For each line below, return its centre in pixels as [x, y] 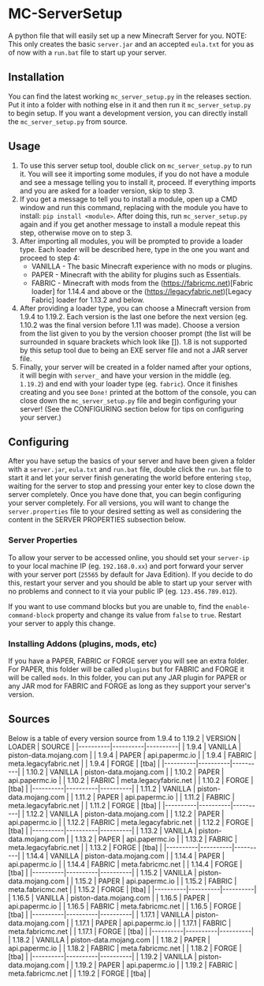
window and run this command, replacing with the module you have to [134, 207]
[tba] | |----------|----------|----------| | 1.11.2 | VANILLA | [102, 788]
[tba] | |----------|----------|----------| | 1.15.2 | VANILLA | [102, 872]
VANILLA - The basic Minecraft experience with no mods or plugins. [142, 266]
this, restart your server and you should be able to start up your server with [130, 582]
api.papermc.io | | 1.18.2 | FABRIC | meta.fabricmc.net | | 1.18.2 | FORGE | [125, 948]
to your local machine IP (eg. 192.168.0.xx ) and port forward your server [126, 566]
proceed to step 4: [50, 258]
